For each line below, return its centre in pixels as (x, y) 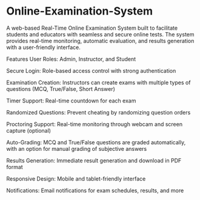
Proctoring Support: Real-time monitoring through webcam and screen (95, 124)
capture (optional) (29, 130)
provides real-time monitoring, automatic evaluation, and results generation (100, 41)
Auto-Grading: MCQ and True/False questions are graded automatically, (96, 142)
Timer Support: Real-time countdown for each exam (71, 101)
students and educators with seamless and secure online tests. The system (100, 34)
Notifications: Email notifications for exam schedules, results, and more (95, 190)
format (15, 167)
